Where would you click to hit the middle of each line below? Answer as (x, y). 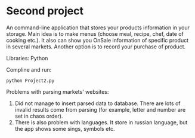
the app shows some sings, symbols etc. (65, 128)
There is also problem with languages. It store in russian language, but (101, 122)
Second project (45, 11)
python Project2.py (30, 81)
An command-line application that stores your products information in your (98, 27)
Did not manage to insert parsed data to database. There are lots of (97, 103)
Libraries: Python (27, 58)
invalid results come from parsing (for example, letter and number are (100, 109)
